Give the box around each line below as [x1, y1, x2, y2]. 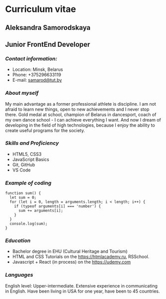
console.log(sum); [9, 221, 48, 226]
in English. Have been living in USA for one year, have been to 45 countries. [5, 288, 160, 294]
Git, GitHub [12, 161, 35, 167]
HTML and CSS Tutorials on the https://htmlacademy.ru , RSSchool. [12, 254, 150, 260]
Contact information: [5, 55, 58, 62]
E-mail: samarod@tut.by [12, 77, 62, 83]
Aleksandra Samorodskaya [5, 23, 91, 32]
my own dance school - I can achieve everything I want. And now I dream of [5, 117, 162, 123]
